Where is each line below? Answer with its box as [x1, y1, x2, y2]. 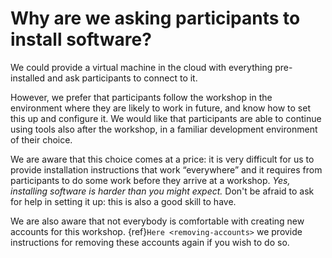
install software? [10, 28, 152, 51]
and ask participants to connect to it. [47, 72, 198, 84]
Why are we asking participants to [10, 7, 301, 30]
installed [10, 72, 46, 84]
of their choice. [10, 133, 73, 146]
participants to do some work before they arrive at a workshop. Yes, [10, 174, 291, 186]
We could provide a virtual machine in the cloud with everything [10, 61, 273, 73]
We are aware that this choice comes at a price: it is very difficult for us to [10, 153, 315, 165]
